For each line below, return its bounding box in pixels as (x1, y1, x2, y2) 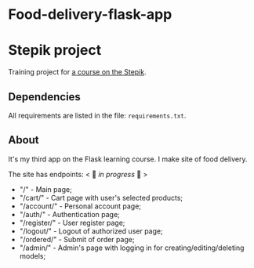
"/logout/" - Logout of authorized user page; (19, 226, 163, 236)
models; (19, 251, 46, 260)
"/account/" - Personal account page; (19, 201, 142, 211)
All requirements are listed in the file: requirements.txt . (8, 110, 187, 120)
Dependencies (8, 90, 81, 103)
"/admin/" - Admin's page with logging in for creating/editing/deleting (19, 243, 245, 252)
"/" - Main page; (19, 184, 72, 194)
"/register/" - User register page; (19, 218, 125, 227)
